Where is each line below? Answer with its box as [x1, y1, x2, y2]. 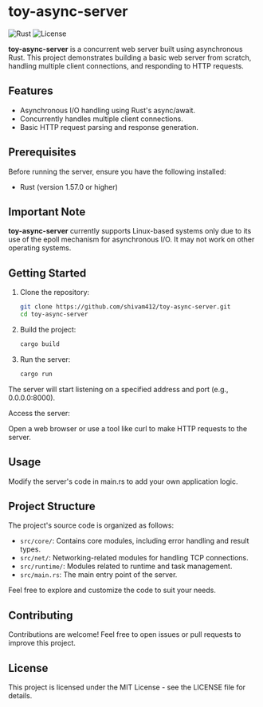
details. [8, 690, 33, 700]
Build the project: [19, 324, 77, 334]
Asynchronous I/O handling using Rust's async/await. [19, 105, 196, 115]
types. [19, 544, 41, 554]
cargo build [19, 340, 60, 348]
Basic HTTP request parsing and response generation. [19, 122, 199, 132]
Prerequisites [8, 146, 77, 159]
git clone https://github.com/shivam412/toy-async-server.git [19, 303, 231, 311]
